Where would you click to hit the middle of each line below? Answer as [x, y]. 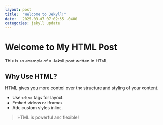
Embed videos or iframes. [38, 103]
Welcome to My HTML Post [61, 47]
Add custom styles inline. [38, 108]
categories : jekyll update [32, 23]
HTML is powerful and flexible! [48, 117]
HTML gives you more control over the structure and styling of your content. [82, 88]
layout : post [18, 10]
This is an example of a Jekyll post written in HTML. [57, 61]
